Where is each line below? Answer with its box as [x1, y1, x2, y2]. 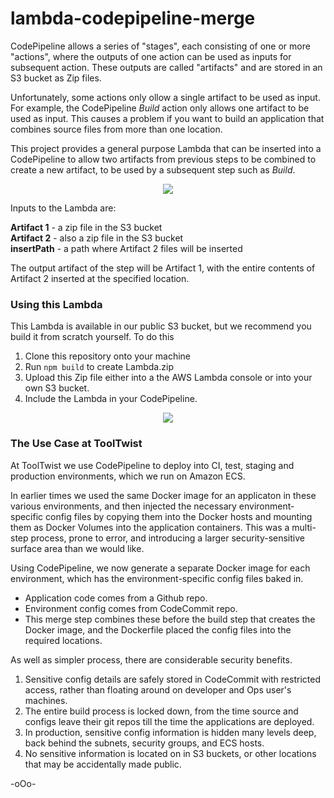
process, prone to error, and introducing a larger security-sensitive [30, 532, 305, 544]
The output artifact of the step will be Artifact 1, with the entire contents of [10, 262, 316, 274]
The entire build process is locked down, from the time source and [24, 705, 299, 717]
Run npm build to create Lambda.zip [24, 361, 174, 373]
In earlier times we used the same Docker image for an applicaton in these [10, 489, 317, 501]
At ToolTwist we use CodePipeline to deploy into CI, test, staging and [10, 459, 295, 471]
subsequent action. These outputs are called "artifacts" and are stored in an [10, 61, 323, 73]
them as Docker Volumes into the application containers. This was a [10, 521, 290, 533]
